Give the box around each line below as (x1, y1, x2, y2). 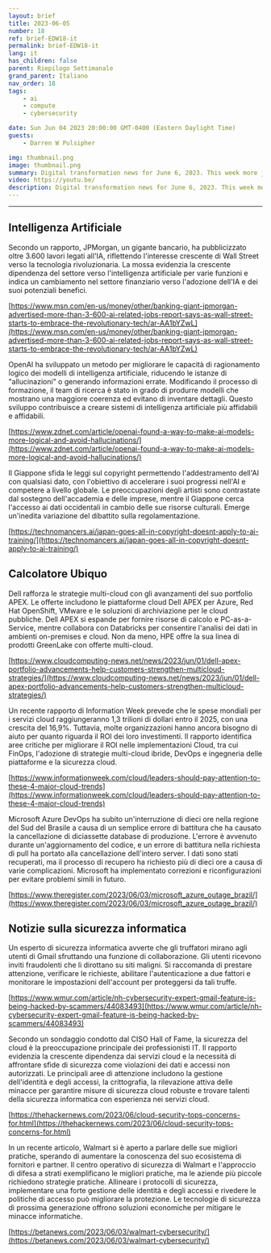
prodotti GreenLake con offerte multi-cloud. (8, 639, 153, 650)
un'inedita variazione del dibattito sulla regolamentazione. (8, 510, 200, 521)
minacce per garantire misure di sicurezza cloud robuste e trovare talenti (8, 1086, 250, 1096)
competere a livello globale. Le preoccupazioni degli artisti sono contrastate (8, 485, 261, 495)
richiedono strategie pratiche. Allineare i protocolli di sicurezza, (8, 1177, 219, 1187)
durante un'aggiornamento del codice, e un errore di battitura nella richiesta (8, 840, 261, 849)
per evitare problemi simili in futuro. (8, 874, 127, 884)
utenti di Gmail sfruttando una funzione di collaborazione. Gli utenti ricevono (8, 952, 262, 962)
